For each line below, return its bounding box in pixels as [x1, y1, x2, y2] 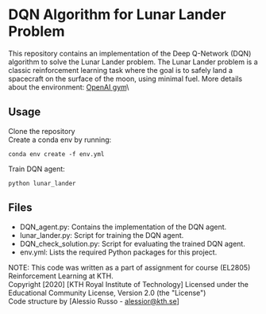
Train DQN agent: [8, 164, 65, 174]
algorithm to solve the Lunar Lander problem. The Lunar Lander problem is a [8, 57, 258, 67]
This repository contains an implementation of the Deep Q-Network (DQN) [8, 48, 252, 58]
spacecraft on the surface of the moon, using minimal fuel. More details [8, 74, 243, 83]
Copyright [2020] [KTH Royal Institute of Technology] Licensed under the [8, 279, 249, 289]
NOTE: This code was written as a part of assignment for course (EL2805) [8, 262, 251, 272]
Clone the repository [8, 126, 75, 136]
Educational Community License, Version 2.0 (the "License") [8, 288, 206, 297]
